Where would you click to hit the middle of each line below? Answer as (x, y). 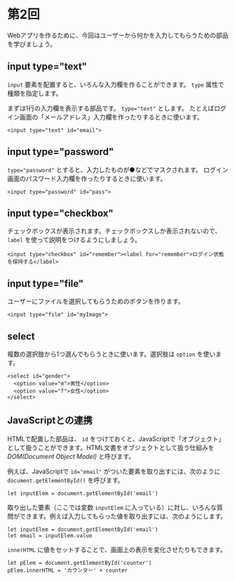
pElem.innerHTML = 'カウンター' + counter (68, 570)
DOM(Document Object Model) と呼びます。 (71, 456)
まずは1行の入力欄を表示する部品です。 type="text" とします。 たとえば (111, 108)
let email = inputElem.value (50, 535)
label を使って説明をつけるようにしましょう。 (74, 240)
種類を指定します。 (35, 93)
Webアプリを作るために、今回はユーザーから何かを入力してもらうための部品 (118, 35)
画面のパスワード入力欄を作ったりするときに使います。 (87, 178)
